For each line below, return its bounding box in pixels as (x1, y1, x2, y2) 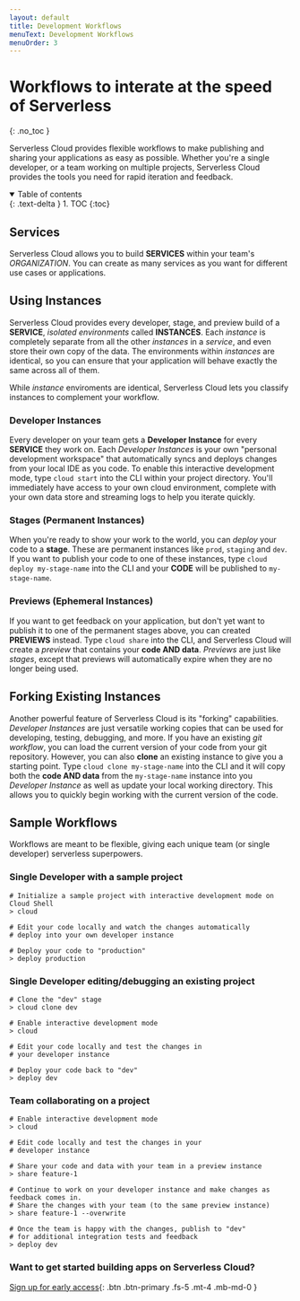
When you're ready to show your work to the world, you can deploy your (9, 535, 278, 546)
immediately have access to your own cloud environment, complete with (9, 482, 277, 493)
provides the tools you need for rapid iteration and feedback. (9, 171, 234, 182)
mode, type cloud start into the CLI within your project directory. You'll (9, 473, 273, 484)
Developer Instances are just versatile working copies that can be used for (9, 722, 284, 733)
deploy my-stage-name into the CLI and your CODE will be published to (9, 563, 267, 574)
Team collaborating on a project (9, 1094, 150, 1106)
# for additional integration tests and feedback (9, 1233, 199, 1242)
